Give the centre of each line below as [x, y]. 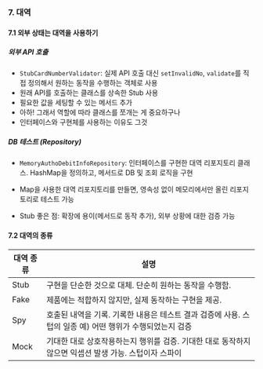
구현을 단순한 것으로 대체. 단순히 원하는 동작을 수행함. [139, 285]
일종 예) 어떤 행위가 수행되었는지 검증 [127, 326]
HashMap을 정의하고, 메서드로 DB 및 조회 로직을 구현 [112, 173]
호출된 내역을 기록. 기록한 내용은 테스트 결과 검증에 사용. [144, 314]
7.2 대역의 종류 [31, 236]
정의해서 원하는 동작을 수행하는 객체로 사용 [93, 83]
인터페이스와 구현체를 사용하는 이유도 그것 [83, 122]
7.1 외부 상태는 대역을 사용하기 [53, 32]
